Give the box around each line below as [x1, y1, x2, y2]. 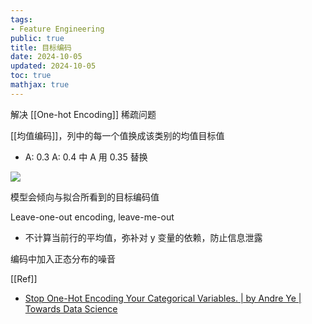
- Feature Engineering [10, 24, 105, 34]
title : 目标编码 [10, 42, 72, 53]
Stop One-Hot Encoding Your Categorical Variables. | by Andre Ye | [24, 292, 302, 304]
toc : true [10, 71, 52, 81]
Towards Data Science [24, 302, 118, 315]
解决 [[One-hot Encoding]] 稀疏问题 [10, 108, 157, 120]
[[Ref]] [10, 272, 38, 285]
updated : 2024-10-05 [10, 61, 97, 71]
